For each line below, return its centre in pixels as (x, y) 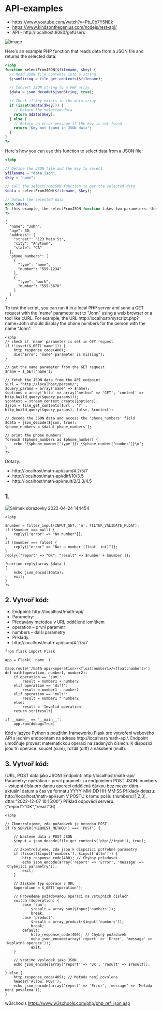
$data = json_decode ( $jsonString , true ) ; (52, 92)
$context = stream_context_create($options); (52, 401)
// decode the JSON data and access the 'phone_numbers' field (70, 418)
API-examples (34, 9)
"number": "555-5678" (40, 286)
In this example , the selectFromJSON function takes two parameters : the (81, 209)
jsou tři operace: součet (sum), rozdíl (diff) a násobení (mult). (66, 749)
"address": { (22, 235)
